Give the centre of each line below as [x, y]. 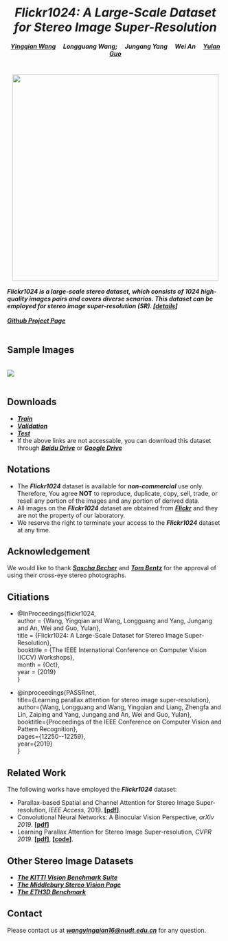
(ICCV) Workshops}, [46, 658]
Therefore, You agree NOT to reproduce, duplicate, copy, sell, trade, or [117, 493]
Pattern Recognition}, [47, 729]
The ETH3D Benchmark [52, 891]
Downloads [32, 402]
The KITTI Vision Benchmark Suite [67, 877]
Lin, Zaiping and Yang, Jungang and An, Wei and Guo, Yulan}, [104, 715]
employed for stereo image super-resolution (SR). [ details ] [92, 306]
